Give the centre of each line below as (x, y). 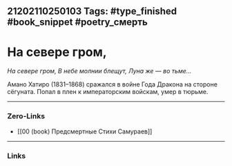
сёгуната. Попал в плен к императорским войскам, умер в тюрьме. (108, 92)
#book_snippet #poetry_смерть (78, 22)
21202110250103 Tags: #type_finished (92, 11)
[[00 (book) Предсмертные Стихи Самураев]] (85, 131)
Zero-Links (26, 116)
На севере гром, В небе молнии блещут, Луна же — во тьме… (99, 71)
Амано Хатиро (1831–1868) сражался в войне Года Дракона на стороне (112, 84)
